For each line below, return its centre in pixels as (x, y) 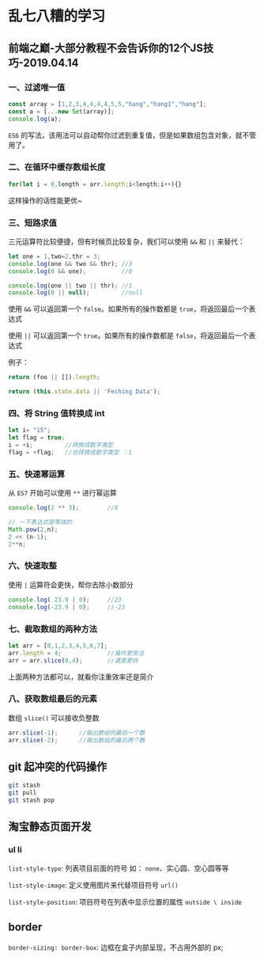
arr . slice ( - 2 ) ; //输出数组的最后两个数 (77, 740)
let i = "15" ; (30, 431)
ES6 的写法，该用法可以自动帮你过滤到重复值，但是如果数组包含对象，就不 (129, 135)
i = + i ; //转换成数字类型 (61, 445)
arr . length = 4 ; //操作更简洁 (76, 653)
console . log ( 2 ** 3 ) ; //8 (63, 508)
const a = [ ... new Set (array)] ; (61, 112)
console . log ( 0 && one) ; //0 (70, 271)
